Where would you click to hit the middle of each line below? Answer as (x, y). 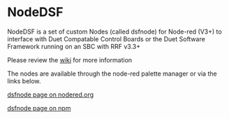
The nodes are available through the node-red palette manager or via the (112, 73)
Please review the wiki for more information (70, 59)
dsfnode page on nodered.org (51, 94)
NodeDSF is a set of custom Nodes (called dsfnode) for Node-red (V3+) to (114, 31)
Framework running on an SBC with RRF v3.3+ (74, 46)
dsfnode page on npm (39, 108)
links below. (24, 80)
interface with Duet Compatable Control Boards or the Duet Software (106, 38)
